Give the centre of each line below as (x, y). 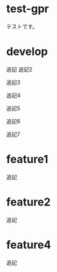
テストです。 (22, 26)
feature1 (27, 159)
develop (27, 52)
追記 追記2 (19, 69)
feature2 (29, 202)
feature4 (29, 245)
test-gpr (28, 9)
